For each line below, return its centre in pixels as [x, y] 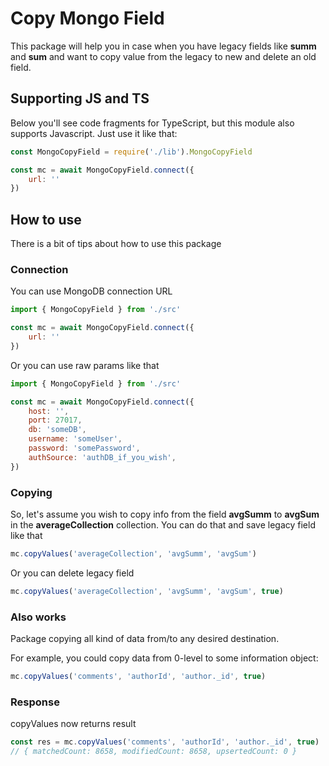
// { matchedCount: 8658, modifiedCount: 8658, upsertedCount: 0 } [154, 752]
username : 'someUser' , [75, 439]
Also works [38, 617]
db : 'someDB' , [57, 430]
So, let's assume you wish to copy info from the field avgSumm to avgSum [165, 514]
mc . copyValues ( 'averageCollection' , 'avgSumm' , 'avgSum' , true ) [147, 591]
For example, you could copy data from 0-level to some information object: [164, 658]
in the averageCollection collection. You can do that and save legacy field [163, 525]
